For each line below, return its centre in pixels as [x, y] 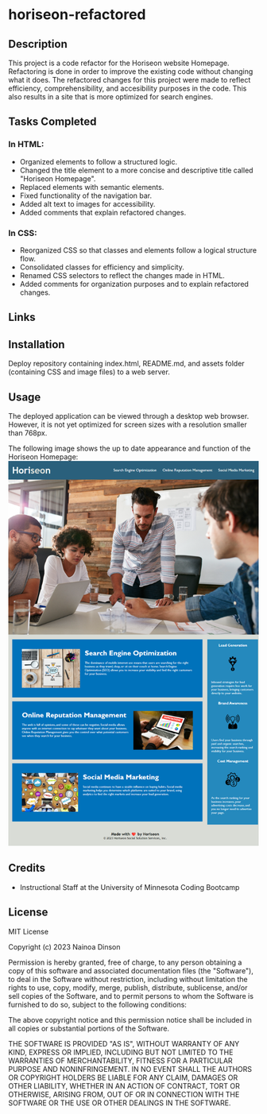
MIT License [29, 931]
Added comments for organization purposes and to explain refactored [134, 284]
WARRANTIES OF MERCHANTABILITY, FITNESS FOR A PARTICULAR [120, 1060]
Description [38, 44]
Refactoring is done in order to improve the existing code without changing [131, 72]
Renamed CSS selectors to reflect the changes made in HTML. [122, 275]
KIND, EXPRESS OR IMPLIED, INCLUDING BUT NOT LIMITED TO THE [121, 1052]
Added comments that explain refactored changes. [103, 212]
